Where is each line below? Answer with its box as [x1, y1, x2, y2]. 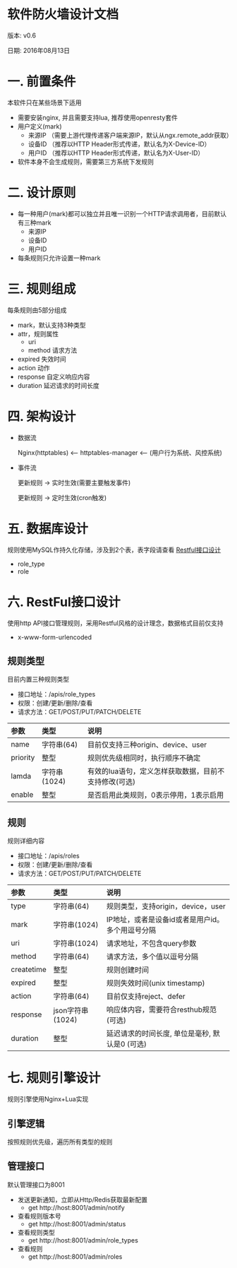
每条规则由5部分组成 [7, 305, 67, 314]
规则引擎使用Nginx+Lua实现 [7, 1095, 89, 1103]
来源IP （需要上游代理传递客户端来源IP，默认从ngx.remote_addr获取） [28, 131, 233, 139]
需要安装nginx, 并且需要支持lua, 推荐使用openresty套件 [17, 113, 178, 122]
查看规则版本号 [17, 1211, 61, 1220]
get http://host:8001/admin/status [28, 1219, 126, 1228]
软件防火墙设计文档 [7, 6, 119, 23]
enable [11, 790, 34, 800]
